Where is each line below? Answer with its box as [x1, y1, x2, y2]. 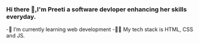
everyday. [6, 12, 36, 21]
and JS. [6, 32, 25, 39]
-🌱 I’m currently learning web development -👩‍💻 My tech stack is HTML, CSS [6, 26, 194, 33]
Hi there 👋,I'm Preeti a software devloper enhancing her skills [6, 5, 187, 13]
